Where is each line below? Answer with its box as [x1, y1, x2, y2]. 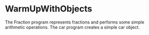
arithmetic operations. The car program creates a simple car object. [5, 24, 140, 30]
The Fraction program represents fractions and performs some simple [5, 19, 145, 25]
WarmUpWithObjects [5, 3, 92, 14]
